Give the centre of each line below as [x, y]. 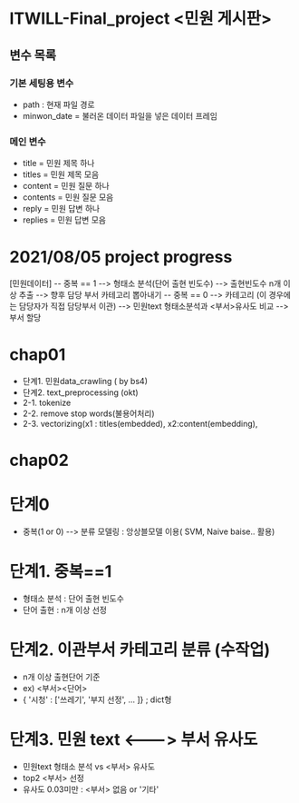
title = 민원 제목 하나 [58, 164]
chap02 [39, 461]
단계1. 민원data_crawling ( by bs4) [85, 382]
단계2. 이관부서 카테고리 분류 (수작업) [140, 650]
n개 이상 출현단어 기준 [61, 677]
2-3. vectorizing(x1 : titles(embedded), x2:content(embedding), [140, 424]
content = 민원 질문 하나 [66, 186]
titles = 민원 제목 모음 [61, 174]
